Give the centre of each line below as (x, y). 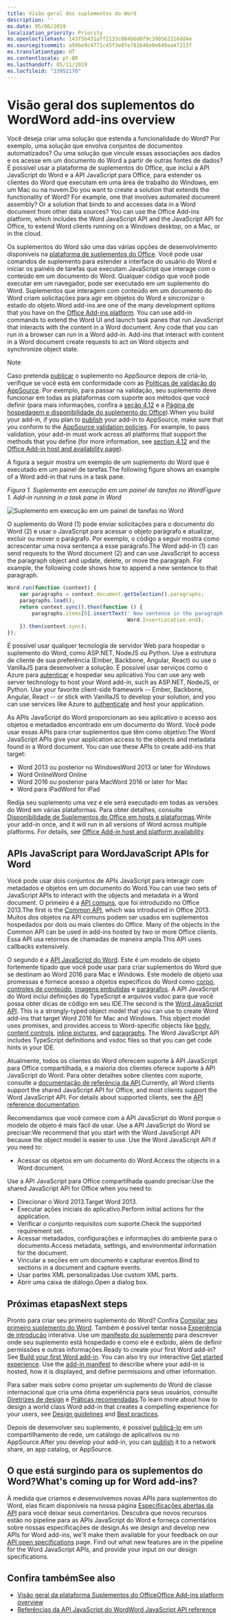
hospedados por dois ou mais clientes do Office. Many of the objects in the (113, 925)
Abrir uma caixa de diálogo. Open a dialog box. (82, 1282)
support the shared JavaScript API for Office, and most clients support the (112, 1090)
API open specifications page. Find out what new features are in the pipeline (115, 1542)
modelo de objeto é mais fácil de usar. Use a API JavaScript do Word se (109, 1126)
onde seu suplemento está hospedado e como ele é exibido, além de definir (114, 1342)
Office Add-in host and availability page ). (65, 449)
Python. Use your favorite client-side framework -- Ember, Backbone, (106, 690)
